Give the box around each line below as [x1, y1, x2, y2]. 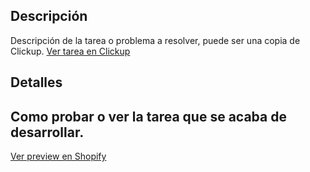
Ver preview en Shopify [10, 150, 107, 163]
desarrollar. [10, 124, 85, 141]
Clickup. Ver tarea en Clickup [10, 45, 131, 57]
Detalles [10, 74, 63, 91]
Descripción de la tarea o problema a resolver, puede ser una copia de [10, 34, 301, 46]
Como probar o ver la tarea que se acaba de [10, 108, 287, 125]
